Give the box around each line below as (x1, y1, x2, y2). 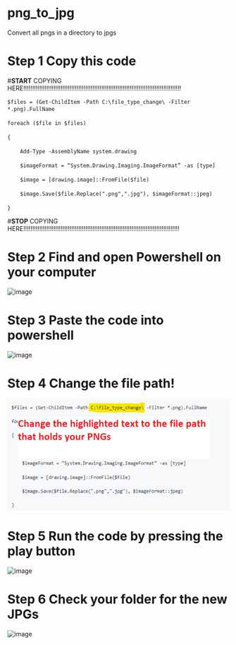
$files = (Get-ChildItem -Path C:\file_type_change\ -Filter (7, 98, 191, 105)
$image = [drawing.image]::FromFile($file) (20, 176, 150, 183)
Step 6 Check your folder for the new (7, 591, 228, 607)
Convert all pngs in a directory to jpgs (7, 28, 117, 37)
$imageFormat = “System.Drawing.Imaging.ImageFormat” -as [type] (20, 162, 216, 169)
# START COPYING (7, 76, 62, 85)
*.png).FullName (7, 105, 55, 112)
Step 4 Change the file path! (7, 375, 175, 391)
